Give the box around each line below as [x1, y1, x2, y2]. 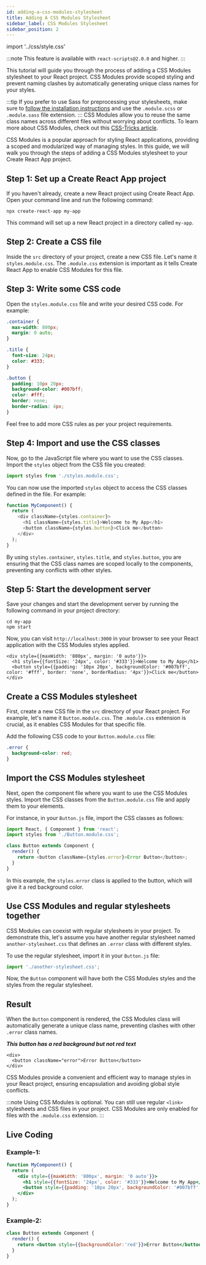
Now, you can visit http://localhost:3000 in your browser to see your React [6, 635, 199, 642]
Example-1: [6, 1148, 41, 1156]
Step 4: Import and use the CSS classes [6, 438, 161, 449]
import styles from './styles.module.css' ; [6, 473, 120, 479]
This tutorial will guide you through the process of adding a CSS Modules [6, 67, 191, 74]
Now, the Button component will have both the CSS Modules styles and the [6, 975, 196, 982]
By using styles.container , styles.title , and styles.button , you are [6, 553, 182, 560]
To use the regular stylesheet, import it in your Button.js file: [6, 952, 160, 959]
